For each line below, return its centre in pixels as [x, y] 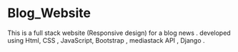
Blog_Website [49, 13]
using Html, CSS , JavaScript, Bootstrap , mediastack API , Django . [106, 40]
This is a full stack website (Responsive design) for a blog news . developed [119, 33]
